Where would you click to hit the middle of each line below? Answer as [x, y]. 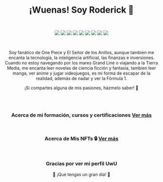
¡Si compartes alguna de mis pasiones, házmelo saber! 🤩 [81, 88]
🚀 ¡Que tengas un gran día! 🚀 [81, 174]
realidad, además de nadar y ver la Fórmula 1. [81, 78]
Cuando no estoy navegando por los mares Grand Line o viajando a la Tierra [81, 62]
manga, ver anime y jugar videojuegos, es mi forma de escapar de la [81, 73]
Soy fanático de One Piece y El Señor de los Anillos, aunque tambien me [81, 52]
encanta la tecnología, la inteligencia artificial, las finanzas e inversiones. [81, 58]
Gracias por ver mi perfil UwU [81, 164]
